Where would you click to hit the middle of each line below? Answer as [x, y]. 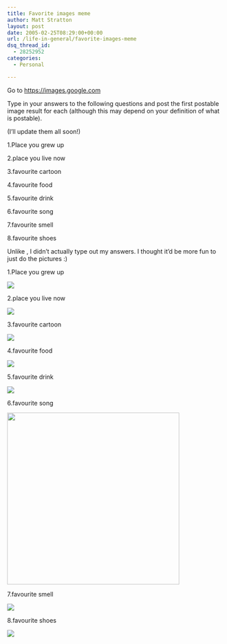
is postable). [25, 118]
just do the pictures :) [37, 258]
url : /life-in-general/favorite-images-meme [72, 39]
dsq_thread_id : [29, 45]
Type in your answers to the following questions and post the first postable [113, 103]
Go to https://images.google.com [54, 90]
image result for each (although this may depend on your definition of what [113, 111]
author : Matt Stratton [40, 20]
